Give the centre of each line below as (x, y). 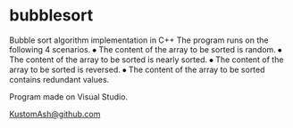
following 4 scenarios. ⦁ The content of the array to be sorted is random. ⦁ (146, 49)
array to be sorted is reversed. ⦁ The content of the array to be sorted (137, 69)
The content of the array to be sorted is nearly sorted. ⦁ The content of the (146, 60)
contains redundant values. (59, 79)
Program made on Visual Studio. (68, 96)
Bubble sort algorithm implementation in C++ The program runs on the (139, 40)
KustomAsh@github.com (55, 114)
